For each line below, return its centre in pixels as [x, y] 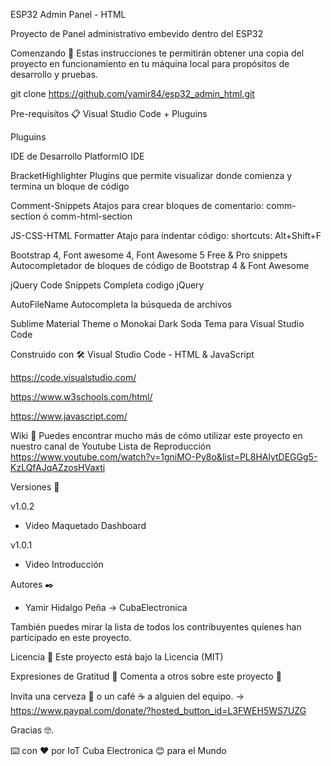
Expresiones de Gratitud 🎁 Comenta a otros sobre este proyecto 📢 [146, 676]
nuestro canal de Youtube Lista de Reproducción [111, 446]
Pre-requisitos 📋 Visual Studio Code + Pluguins [109, 113]
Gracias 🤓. [32, 730]
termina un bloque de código [70, 186]
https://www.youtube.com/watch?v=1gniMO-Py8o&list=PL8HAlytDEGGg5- [164, 457]
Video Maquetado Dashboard [85, 525]
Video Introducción [64, 564]
